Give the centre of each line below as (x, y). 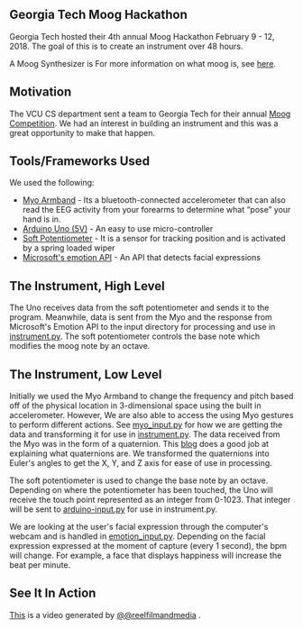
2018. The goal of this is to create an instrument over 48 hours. (126, 46)
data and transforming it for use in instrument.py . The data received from (145, 434)
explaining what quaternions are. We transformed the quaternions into (139, 453)
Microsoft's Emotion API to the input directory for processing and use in (142, 327)
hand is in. (41, 219)
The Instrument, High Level (87, 286)
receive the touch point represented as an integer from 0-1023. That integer (150, 500)
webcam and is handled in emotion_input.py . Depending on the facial (138, 536)
